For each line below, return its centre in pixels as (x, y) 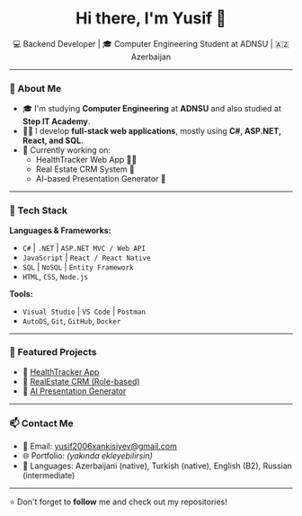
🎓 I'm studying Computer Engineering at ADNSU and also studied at (151, 109)
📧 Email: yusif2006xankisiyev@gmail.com (99, 446)
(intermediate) (49, 476)
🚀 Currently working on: (66, 150)
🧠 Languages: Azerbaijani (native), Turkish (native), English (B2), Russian (157, 466)
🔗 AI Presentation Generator (74, 391)
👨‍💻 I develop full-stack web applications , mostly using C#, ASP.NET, (151, 131)
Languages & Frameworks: (60, 230)
